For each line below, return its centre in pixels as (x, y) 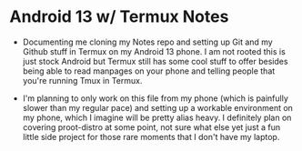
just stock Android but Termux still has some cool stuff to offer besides (155, 61)
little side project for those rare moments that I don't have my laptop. (151, 136)
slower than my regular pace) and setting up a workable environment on (158, 107)
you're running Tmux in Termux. (82, 80)
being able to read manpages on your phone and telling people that (149, 71)
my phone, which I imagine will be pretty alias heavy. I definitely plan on (157, 117)
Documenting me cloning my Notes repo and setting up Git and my (147, 42)
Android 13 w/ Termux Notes (119, 17)
